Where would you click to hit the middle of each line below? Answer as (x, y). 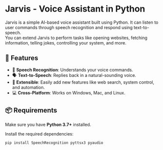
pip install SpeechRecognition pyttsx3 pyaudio (54, 143)
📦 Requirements (31, 111)
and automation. (28, 87)
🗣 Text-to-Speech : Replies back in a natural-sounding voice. (74, 75)
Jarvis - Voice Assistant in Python (75, 9)
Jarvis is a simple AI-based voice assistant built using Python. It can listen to (82, 22)
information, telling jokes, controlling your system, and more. (66, 43)
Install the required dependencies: (39, 134)
